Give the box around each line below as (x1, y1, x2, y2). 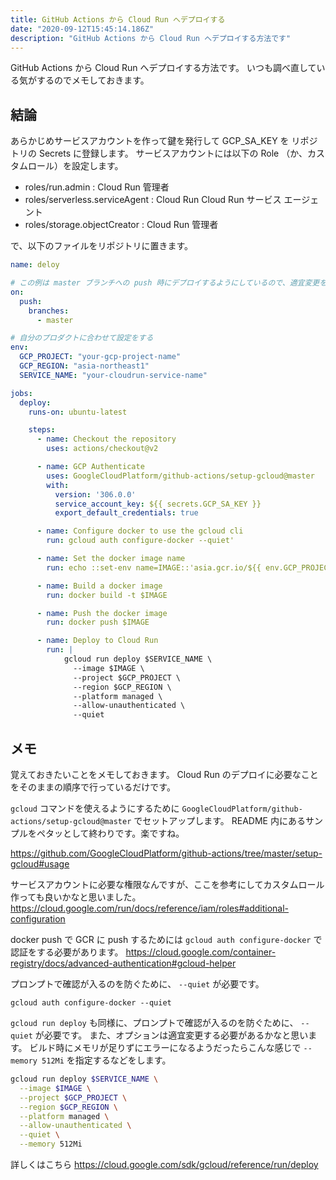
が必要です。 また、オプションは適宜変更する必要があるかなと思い (34, 1029, 309, 1041)
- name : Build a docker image (36, 581, 163, 591)
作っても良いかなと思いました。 (10, 891, 142, 903)
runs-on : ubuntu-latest (28, 407, 128, 417)
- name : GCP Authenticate (36, 462, 145, 472)
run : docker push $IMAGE (46, 617, 150, 628)
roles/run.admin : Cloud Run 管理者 (24, 181, 170, 193)
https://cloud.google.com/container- (125, 946, 277, 958)
